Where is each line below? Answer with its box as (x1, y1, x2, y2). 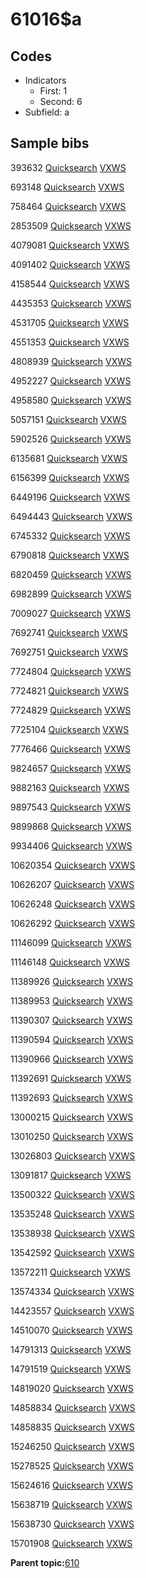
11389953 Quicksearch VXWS (10, 994, 133, 1007)
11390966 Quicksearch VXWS (10, 1053, 134, 1065)
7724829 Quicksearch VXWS (10, 704, 132, 716)
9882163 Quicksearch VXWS (10, 781, 130, 793)
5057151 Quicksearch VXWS (10, 413, 127, 425)
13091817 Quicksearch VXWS (10, 1169, 132, 1181)
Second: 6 (39, 96, 83, 107)
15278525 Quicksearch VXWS (10, 1459, 134, 1472)
